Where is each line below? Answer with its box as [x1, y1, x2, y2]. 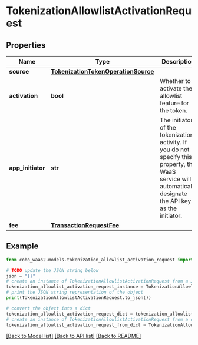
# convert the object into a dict [6, 305, 91, 311]
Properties [6, 40, 46, 50]
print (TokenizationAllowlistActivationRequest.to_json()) [6, 295, 151, 301]
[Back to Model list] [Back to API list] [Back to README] [6, 333, 141, 340]
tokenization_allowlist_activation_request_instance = [6, 284, 144, 290]
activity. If [160, 138, 187, 146]
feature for [160, 99, 190, 107]
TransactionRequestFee [51, 221, 120, 229]
